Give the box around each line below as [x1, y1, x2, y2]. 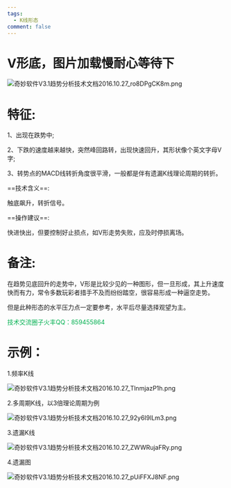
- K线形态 [13, 17, 39, 24]
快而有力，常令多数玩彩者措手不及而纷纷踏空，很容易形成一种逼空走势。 [7, 288, 214, 297]
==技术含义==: [7, 184, 50, 192]
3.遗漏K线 [7, 429, 35, 437]
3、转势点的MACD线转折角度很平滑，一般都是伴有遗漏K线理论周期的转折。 [7, 169, 222, 178]
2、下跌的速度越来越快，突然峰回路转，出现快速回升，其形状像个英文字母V [7, 145, 222, 154]
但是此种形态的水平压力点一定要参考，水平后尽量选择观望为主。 [7, 304, 189, 312]
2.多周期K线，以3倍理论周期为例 [7, 399, 100, 407]
